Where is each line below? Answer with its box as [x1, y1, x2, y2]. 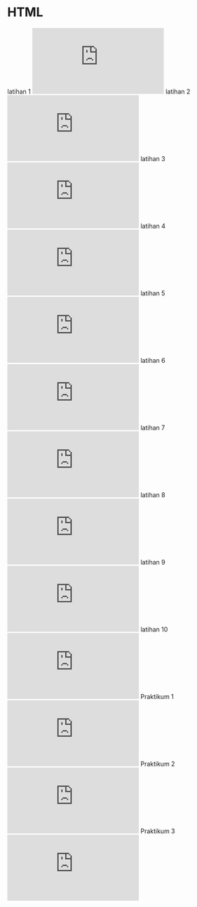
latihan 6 [140, 356, 166, 364]
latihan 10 [140, 625, 168, 633]
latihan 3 [140, 154, 166, 162]
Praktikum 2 [140, 759, 175, 768]
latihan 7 [140, 423, 165, 432]
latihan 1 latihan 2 [7, 87, 191, 96]
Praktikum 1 [140, 692, 174, 700]
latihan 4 [140, 221, 166, 230]
